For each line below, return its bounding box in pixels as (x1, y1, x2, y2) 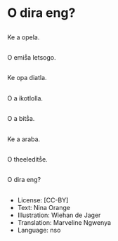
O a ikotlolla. (7, 93, 44, 103)
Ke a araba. (7, 135, 41, 143)
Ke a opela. (7, 33, 40, 41)
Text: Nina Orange (17, 203, 70, 211)
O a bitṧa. (7, 115, 35, 123)
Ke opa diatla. (7, 74, 47, 82)
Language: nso (17, 226, 61, 234)
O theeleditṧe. (7, 155, 48, 163)
